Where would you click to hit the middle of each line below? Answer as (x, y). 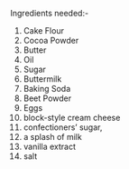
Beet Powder (47, 98)
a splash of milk (52, 137)
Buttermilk (42, 79)
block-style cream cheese (72, 118)
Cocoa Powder (51, 40)
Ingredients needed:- (50, 13)
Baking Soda (47, 89)
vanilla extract (49, 146)
